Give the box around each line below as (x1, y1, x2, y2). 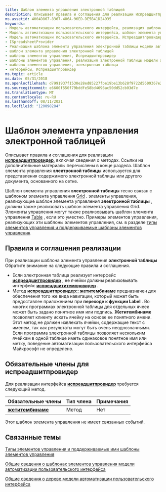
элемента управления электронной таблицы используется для (5, 168, 141, 174)
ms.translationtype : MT (5, 90, 54, 95)
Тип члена (66, 398, 92, 404)
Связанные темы (5, 433, 61, 442)
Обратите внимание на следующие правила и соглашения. (5, 263, 130, 268)
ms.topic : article (5, 72, 43, 77)
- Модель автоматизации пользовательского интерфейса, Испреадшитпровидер (5, 35, 163, 40)
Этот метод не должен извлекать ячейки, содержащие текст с (12, 319, 145, 325)
